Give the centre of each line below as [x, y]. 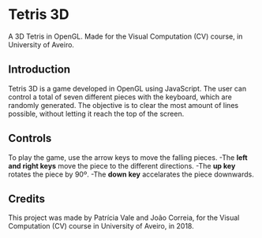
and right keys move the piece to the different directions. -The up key [122, 165]
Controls [30, 138]
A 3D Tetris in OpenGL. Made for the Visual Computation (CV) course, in [125, 36]
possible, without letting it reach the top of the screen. [96, 113]
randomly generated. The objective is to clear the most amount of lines [124, 105]
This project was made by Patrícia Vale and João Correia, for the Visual [124, 218]
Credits [27, 199]
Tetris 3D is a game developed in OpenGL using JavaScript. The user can [127, 88]
